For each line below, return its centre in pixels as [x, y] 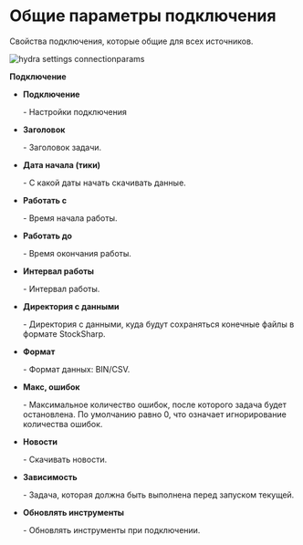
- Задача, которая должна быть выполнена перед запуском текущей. [158, 495]
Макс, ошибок [51, 387]
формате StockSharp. [64, 333]
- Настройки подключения [75, 111]
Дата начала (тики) [62, 164]
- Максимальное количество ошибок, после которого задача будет [155, 404]
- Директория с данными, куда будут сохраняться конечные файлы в [158, 324]
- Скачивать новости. [65, 459]
